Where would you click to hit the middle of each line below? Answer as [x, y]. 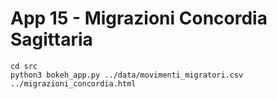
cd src [24, 66]
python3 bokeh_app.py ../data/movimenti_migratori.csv [127, 75]
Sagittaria [51, 39]
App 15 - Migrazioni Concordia [139, 18]
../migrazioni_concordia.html [73, 83]
